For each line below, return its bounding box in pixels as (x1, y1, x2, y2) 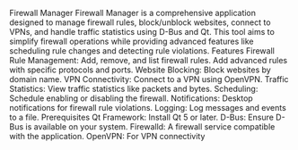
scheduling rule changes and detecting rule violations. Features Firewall (9, 46, 276, 56)
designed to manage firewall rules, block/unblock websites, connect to (9, 17, 271, 28)
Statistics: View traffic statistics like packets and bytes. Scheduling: (9, 84, 259, 94)
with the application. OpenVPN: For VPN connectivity (9, 131, 206, 141)
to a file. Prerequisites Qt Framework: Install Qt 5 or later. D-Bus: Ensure (9, 112, 274, 122)
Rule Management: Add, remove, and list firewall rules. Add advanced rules (9, 55, 288, 65)
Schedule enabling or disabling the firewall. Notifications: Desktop (9, 93, 253, 104)
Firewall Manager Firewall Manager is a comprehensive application (9, 8, 257, 18)
